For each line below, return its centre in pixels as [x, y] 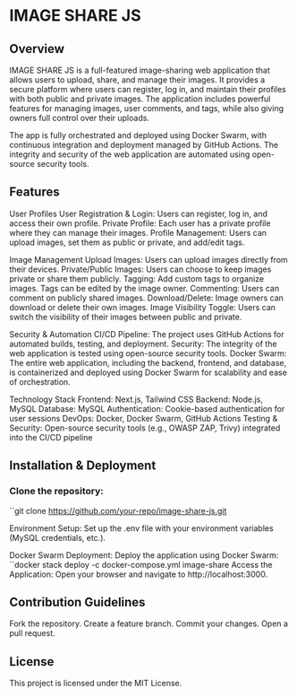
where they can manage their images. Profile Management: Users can [138, 232]
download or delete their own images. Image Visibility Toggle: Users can [142, 307]
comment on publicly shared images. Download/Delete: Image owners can [147, 298]
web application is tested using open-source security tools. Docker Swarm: [148, 353]
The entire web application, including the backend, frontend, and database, [148, 362]
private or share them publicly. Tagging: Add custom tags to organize [137, 278]
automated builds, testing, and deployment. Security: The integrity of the [143, 344]
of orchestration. [40, 381]
